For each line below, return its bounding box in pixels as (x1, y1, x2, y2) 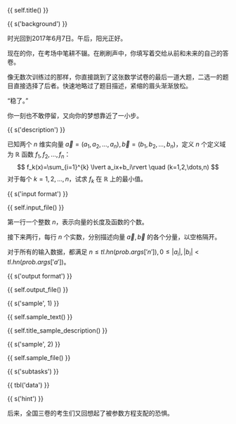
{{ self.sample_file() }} (7, 354, 71, 362)
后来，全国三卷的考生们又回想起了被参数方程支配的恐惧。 (7, 409, 173, 418)
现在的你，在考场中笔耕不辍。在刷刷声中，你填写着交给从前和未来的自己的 (7, 49, 223, 57)
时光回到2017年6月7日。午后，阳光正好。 (7, 34, 127, 42)
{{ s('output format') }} (7, 272, 72, 281)
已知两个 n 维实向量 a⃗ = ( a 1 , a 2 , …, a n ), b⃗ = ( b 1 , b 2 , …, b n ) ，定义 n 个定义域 (7, 140, 226, 150)
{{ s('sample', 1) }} (7, 299, 60, 308)
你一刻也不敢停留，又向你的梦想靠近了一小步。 (7, 112, 143, 120)
